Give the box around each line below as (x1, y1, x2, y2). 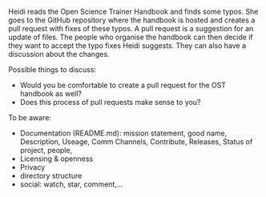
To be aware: (8, 113, 52, 123)
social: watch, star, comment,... (19, 179, 123, 189)
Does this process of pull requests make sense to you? (19, 98, 201, 107)
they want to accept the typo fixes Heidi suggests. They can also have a (8, 41, 247, 50)
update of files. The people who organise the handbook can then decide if (8, 32, 254, 42)
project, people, (19, 146, 73, 155)
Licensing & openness (19, 154, 94, 163)
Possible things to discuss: (8, 65, 97, 74)
